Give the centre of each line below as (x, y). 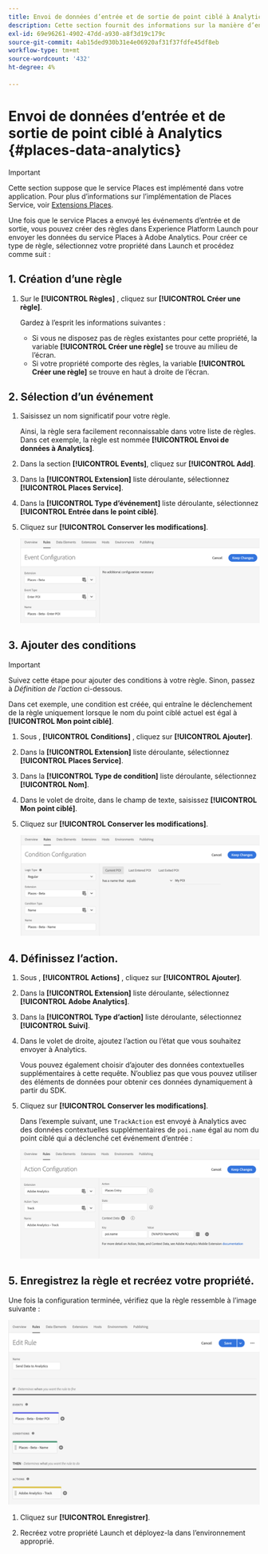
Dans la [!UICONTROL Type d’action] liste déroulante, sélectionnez (130, 1017)
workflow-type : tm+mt (44, 51)
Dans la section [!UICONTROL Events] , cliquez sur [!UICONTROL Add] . (138, 464)
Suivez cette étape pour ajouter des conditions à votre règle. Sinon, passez (132, 680)
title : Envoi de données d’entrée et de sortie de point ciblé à (119, 17)
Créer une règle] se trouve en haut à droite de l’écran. (120, 372)
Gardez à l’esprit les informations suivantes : (93, 322)
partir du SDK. (43, 1090)
